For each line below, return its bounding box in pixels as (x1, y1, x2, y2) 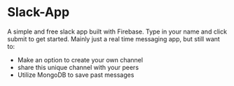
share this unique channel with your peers (17, 63, 139, 71)
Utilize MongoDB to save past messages (17, 71, 135, 79)
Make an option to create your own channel (17, 55, 144, 64)
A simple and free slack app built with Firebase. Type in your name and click (7, 27, 228, 36)
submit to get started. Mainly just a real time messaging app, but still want (7, 34, 221, 43)
